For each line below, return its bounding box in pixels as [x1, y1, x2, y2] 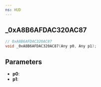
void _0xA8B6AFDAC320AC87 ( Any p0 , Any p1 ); [5, 43, 97, 49]
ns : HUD [5, 7, 21, 12]
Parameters [5, 57, 42, 66]
